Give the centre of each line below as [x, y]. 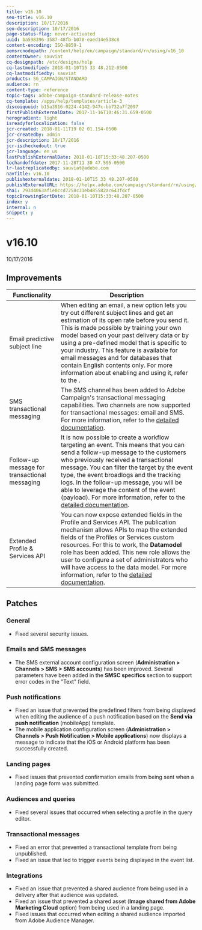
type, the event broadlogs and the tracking [121, 475]
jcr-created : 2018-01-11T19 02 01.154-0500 [62, 129]
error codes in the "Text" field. [53, 681]
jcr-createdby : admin [33, 135]
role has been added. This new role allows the [126, 552]
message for [27, 467]
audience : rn [23, 85]
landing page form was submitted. [57, 783]
